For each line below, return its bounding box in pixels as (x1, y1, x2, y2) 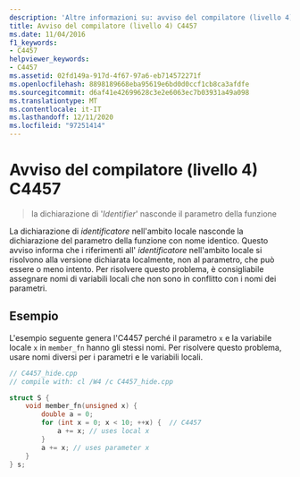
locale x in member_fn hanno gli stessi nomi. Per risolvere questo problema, (9, 342, 282, 353)
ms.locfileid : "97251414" (9, 122, 105, 131)
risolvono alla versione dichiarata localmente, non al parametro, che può (9, 254, 275, 265)
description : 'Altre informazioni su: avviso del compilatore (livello (9, 13, 281, 22)
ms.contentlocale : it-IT (9, 105, 102, 114)
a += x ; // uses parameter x (41, 443, 150, 452)
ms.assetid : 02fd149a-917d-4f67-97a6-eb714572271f (9, 72, 202, 81)
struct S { (9, 393, 50, 403)
